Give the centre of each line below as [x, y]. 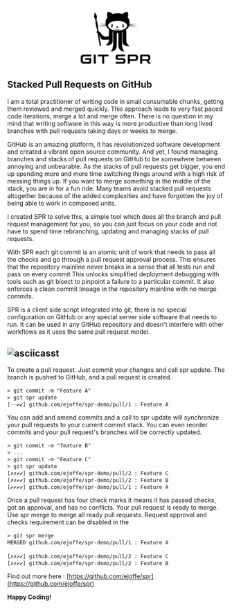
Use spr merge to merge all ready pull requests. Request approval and [107, 515]
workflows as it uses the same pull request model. [79, 332]
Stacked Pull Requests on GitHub [80, 85]
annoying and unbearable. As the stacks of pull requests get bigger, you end [116, 166]
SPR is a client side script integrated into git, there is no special [97, 310]
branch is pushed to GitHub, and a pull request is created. [89, 377]
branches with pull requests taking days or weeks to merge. [92, 131]
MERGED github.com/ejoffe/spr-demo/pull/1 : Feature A [88, 543]
